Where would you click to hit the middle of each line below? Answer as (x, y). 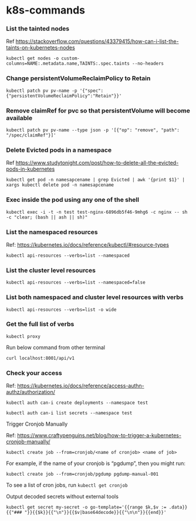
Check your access (34, 373)
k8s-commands (46, 10)
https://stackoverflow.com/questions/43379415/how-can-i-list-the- (97, 41)
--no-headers (148, 64)
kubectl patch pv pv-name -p (42, 91)
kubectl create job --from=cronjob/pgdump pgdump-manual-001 (82, 474)
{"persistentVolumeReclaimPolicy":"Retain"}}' (64, 96)
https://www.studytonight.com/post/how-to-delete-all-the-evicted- (97, 163)
